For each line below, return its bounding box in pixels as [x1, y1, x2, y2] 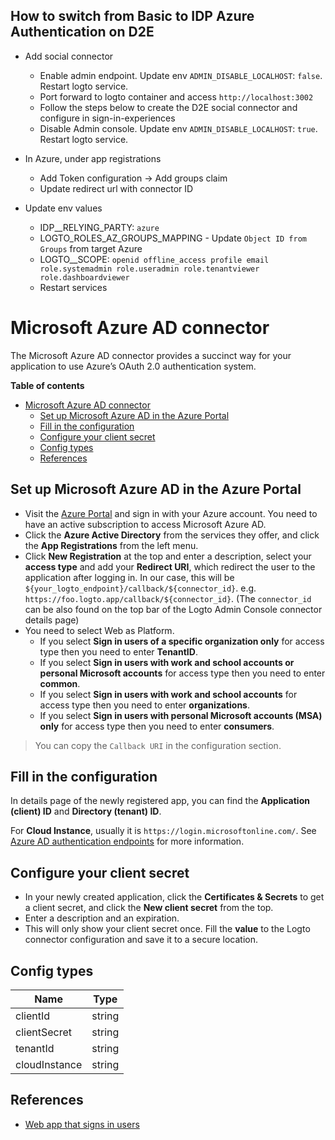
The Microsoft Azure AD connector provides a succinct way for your [10, 349, 292, 361]
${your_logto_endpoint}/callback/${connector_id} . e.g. [24, 582, 257, 594]
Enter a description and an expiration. [24, 912, 180, 924]
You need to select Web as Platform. [24, 624, 175, 636]
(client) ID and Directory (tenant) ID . [10, 805, 162, 818]
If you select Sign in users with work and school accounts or [39, 656, 295, 668]
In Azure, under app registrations [24, 152, 162, 164]
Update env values [24, 202, 103, 214]
